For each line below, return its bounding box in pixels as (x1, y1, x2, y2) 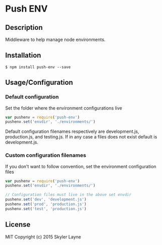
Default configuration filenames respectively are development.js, (5, 128, 139, 134)
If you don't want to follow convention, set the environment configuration (5, 163, 156, 169)
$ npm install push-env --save (5, 64, 71, 70)
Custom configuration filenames (5, 152, 87, 159)
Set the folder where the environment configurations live (5, 105, 122, 111)
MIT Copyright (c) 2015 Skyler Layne (5, 233, 82, 240)
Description (5, 23, 43, 32)
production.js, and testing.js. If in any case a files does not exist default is (5, 134, 157, 140)
